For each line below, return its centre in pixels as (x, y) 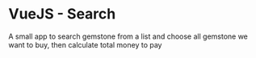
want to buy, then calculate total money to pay (85, 44)
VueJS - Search (62, 14)
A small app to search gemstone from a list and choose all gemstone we (128, 36)
